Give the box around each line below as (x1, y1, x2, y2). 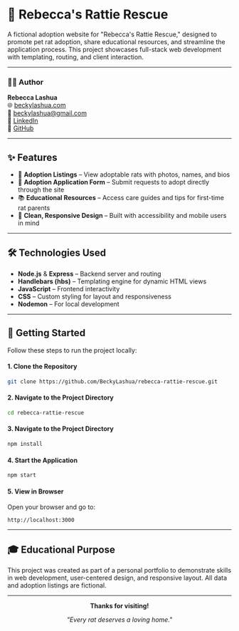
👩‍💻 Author (7, 77, 44, 87)
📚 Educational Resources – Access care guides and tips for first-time (17, 194, 224, 202)
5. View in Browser (7, 487, 64, 496)
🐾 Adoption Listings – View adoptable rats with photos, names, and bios (17, 170, 230, 179)
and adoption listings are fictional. (7, 581, 107, 590)
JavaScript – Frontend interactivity (17, 284, 120, 293)
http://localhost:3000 (7, 516, 75, 524)
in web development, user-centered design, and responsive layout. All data (7, 573, 228, 582)
